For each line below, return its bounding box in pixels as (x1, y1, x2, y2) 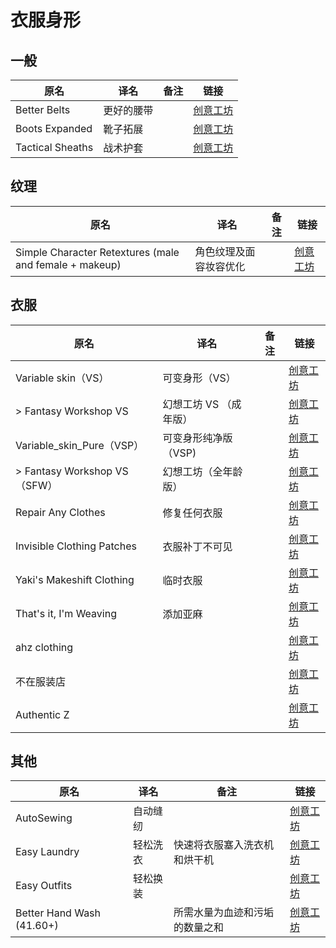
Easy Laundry (15, 845, 80, 859)
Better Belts (15, 103, 71, 116)
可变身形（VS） (162, 371, 237, 385)
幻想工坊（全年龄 (162, 464, 243, 478)
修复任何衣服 (162, 506, 223, 520)
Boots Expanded (15, 122, 93, 135)
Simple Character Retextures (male (15, 245, 180, 259)
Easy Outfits (15, 879, 73, 893)
